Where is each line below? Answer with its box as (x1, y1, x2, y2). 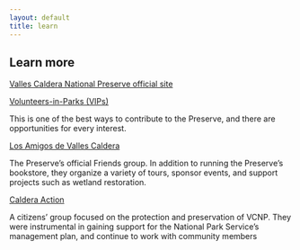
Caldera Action (9, 194, 65, 205)
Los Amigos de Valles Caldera (9, 140, 120, 151)
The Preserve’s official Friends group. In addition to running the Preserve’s (9, 158, 284, 169)
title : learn (9, 22, 58, 31)
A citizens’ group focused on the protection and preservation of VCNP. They (9, 212, 292, 223)
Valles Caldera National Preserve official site (9, 78, 173, 90)
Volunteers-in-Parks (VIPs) (9, 96, 110, 107)
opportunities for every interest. (9, 123, 128, 134)
